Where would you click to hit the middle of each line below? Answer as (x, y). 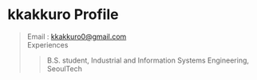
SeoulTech (65, 68)
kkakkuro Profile (63, 15)
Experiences (47, 44)
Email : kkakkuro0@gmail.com (77, 36)
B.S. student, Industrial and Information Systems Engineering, (148, 60)
